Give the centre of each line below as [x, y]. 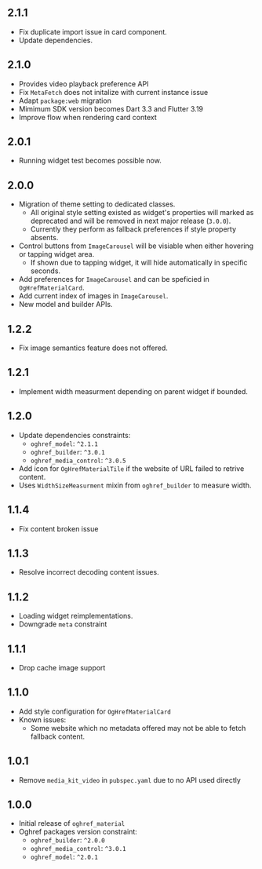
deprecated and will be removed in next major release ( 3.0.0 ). [131, 221]
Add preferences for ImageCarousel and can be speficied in [114, 279]
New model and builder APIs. [65, 305]
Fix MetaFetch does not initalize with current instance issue [113, 92]
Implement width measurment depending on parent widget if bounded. [133, 391]
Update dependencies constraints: [75, 435]
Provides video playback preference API [84, 84]
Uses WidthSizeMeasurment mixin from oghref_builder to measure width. [135, 485]
